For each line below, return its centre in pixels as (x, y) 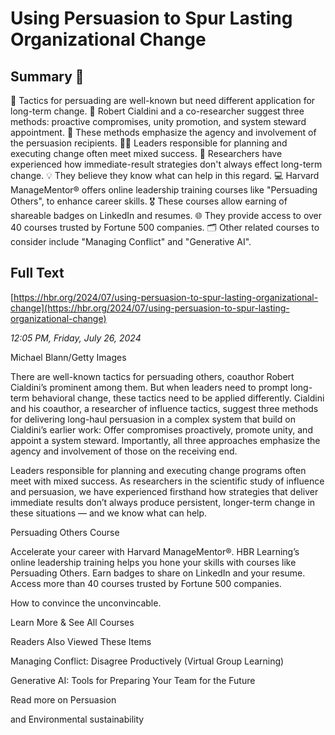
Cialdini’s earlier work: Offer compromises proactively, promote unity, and (161, 429)
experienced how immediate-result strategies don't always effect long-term (166, 164)
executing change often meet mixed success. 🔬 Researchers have (146, 153)
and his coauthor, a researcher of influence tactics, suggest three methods (164, 408)
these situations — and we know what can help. (109, 513)
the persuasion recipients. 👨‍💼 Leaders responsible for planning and (149, 143)
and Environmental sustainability (77, 719)
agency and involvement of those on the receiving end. (124, 451)
